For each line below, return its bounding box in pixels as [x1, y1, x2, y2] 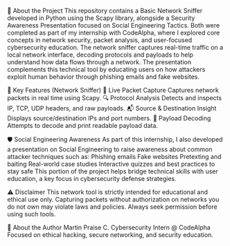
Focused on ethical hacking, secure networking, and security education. [7, 231, 213, 238]
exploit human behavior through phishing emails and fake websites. [7, 73, 200, 81]
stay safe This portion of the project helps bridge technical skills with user [7, 167, 218, 176]
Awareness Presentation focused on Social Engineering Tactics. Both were [7, 21, 220, 29]
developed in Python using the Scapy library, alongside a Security [7, 14, 195, 22]
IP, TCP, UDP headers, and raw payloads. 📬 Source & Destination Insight [7, 104, 217, 112]
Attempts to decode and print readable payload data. [7, 122, 158, 129]
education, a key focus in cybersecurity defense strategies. [7, 175, 177, 182]
